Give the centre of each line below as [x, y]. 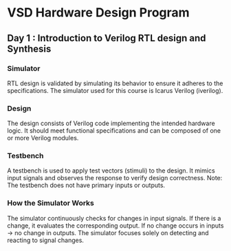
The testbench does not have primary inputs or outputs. [86, 185]
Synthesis [29, 48]
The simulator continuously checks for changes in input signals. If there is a [114, 218]
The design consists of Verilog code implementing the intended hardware [111, 123]
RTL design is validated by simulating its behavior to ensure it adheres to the [115, 83]
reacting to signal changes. [46, 240]
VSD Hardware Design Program [99, 13]
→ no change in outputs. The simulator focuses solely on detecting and [108, 232]
